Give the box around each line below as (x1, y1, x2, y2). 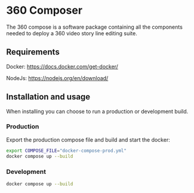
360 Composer (6, 4, 82, 17)
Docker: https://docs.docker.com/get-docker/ (6, 63, 118, 70)
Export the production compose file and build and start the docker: (6, 136, 170, 143)
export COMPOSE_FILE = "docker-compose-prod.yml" (6, 148, 127, 154)
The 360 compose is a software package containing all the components (6, 23, 183, 30)
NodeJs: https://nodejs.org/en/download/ (6, 74, 109, 81)
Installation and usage (6, 92, 91, 102)
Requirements (6, 47, 60, 57)
